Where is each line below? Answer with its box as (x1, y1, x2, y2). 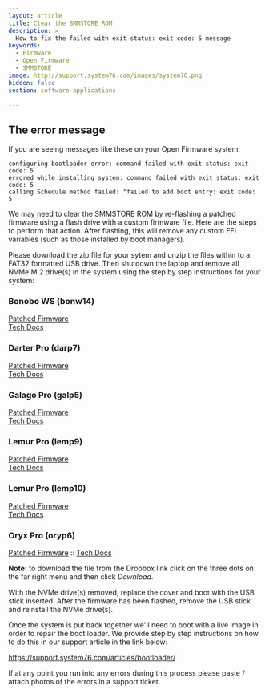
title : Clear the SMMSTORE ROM (8, 19, 113, 27)
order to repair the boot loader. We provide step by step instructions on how (8, 628, 259, 638)
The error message (8, 123, 106, 136)
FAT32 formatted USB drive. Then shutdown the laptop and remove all (8, 258, 239, 269)
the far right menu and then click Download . (8, 571, 154, 582)
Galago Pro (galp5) (8, 389, 82, 400)
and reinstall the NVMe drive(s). (8, 604, 114, 614)
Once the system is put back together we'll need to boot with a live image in (8, 619, 259, 630)
